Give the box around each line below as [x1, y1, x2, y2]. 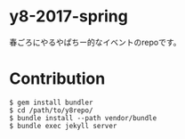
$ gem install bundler [9, 98, 93, 107]
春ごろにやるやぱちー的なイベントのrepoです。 [9, 37, 181, 47]
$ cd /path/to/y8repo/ [9, 105, 93, 115]
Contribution [9, 69, 106, 89]
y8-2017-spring [9, 6, 129, 27]
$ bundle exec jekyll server [9, 121, 117, 130]
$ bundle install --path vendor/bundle [9, 113, 157, 122]
